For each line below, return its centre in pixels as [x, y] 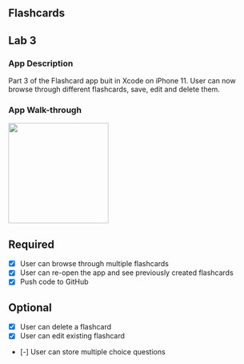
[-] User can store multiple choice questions [92, 352]
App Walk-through [45, 110]
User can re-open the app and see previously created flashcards [126, 273]
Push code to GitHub [54, 282]
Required [31, 244]
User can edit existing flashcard [72, 336]
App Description [41, 63]
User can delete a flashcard [66, 327]
